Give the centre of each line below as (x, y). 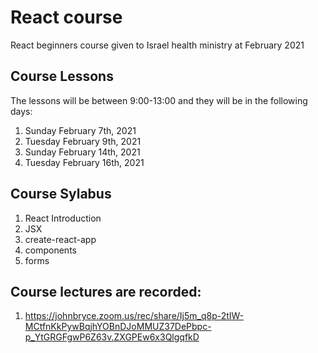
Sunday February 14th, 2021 (82, 152)
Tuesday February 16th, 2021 (84, 162)
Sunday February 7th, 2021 (80, 130)
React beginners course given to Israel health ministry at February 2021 (157, 45)
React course (66, 17)
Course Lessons (62, 76)
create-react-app (60, 239)
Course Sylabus (61, 194)
